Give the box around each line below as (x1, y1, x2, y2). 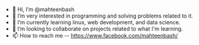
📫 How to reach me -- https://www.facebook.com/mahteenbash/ (12, 32, 178, 39)
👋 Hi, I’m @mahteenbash (12, 6, 75, 13)
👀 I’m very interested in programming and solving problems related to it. (12, 12, 193, 19)
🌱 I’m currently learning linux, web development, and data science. (12, 19, 181, 26)
